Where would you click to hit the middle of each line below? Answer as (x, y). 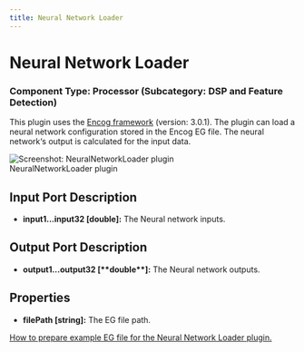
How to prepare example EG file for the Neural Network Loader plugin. (141, 337)
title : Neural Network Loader (67, 18)
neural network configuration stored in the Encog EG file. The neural (137, 132)
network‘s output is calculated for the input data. (100, 142)
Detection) (33, 103)
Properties (40, 298)
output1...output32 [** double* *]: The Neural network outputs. (141, 269)
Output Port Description (78, 247)
